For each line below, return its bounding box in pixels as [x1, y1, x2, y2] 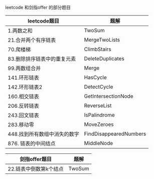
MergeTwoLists [84, 37, 120, 43]
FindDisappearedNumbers [84, 130, 146, 137]
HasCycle [84, 74, 107, 81]
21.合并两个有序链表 [8, 37, 56, 44]
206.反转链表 [8, 102, 39, 109]
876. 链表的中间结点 [8, 140, 56, 147]
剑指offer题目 [20, 156, 52, 162]
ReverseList [84, 102, 112, 109]
